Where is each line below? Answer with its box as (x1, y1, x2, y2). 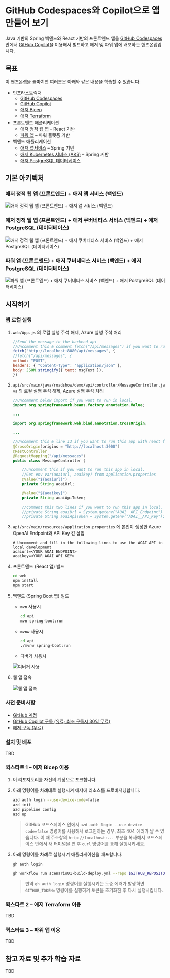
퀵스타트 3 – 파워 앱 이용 (5, 926, 61, 933)
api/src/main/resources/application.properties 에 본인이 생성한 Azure (12, 524, 161, 530)
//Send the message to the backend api (12, 339, 97, 344)
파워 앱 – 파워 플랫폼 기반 (20, 132, 70, 138)
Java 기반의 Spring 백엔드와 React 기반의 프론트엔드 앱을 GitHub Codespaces (5, 35, 163, 41)
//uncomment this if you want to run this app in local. (22, 467, 145, 472)
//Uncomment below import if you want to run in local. (12, 398, 133, 403)
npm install (12, 578, 38, 583)
